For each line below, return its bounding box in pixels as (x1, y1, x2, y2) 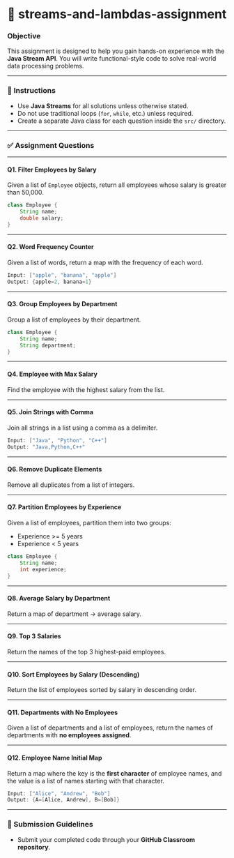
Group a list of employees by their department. (7, 315, 141, 324)
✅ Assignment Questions (7, 140, 95, 150)
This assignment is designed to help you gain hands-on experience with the (7, 47, 225, 55)
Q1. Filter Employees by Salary (7, 165, 97, 174)
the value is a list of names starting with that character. (7, 776, 165, 785)
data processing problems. (7, 62, 84, 70)
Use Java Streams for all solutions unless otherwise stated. (17, 101, 189, 110)
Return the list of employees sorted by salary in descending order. (7, 686, 197, 694)
